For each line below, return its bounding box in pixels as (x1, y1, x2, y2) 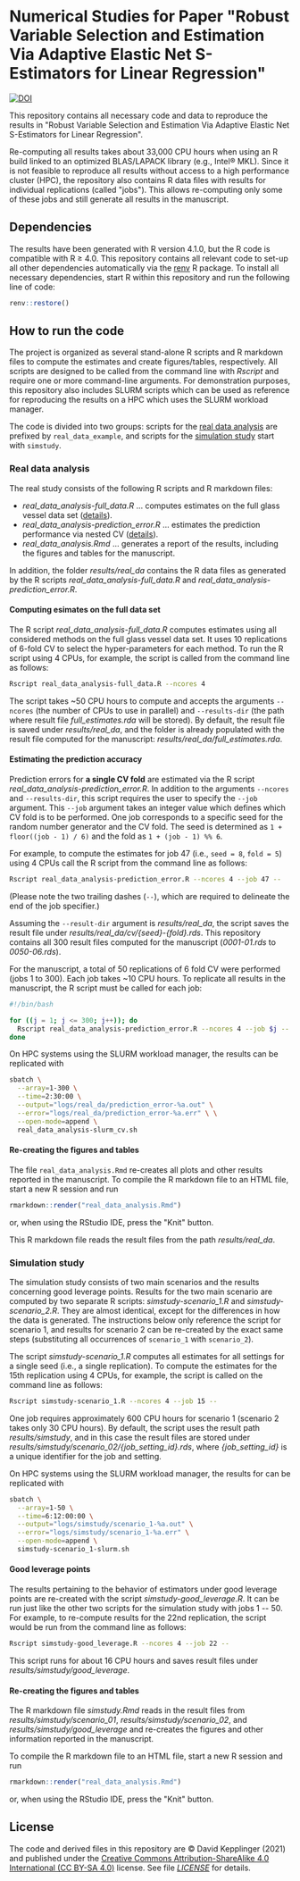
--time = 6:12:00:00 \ (17, 1511, 94, 1520)
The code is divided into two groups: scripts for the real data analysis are (9, 422, 279, 432)
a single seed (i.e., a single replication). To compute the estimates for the (9, 1360, 278, 1371)
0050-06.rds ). (9, 946, 62, 957)
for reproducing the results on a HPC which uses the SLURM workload (9, 395, 269, 405)
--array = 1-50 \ (17, 1503, 74, 1512)
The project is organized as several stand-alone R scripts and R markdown (9, 347, 284, 358)
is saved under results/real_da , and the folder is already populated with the (9, 723, 285, 734)
